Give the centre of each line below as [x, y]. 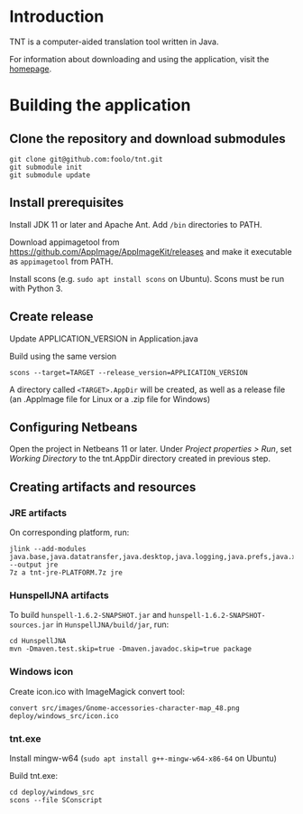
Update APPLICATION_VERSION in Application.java [104, 338]
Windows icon [41, 672]
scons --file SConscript [56, 800]
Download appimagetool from [64, 242]
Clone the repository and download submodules [147, 139]
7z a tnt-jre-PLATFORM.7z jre [66, 573]
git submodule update [50, 175]
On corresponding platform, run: [69, 533]
